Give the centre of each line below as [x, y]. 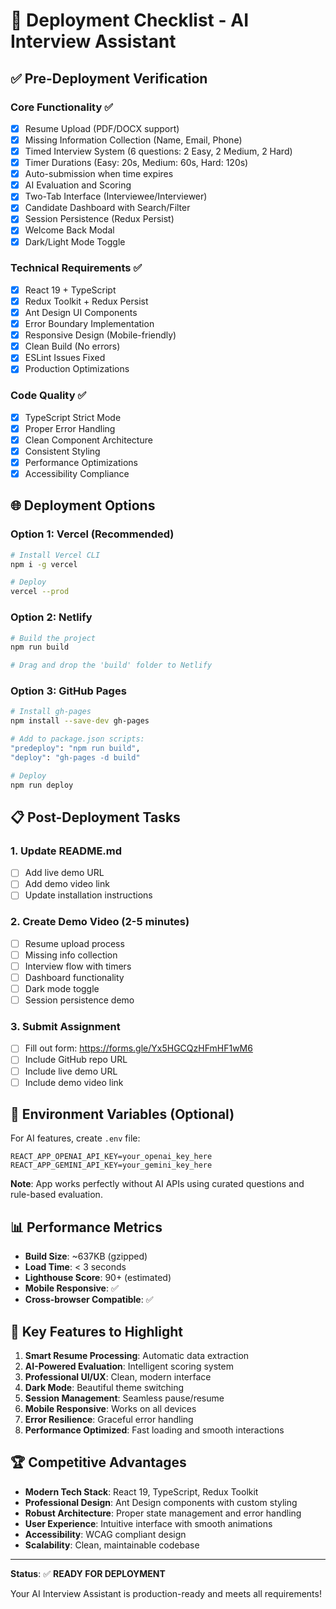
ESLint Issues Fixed [65, 358]
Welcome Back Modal [69, 230]
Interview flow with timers [78, 966]
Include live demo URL [71, 1071]
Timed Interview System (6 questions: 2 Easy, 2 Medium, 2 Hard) [158, 151]
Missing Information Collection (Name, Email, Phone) [133, 140]
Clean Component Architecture [88, 440]
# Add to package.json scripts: [77, 739]
